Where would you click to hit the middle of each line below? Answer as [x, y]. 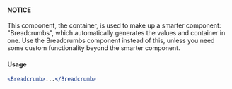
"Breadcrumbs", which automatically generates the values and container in [116, 33]
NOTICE [19, 10]
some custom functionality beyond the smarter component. [94, 48]
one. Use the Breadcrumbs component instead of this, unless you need [111, 41]
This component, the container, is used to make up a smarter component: [114, 25]
